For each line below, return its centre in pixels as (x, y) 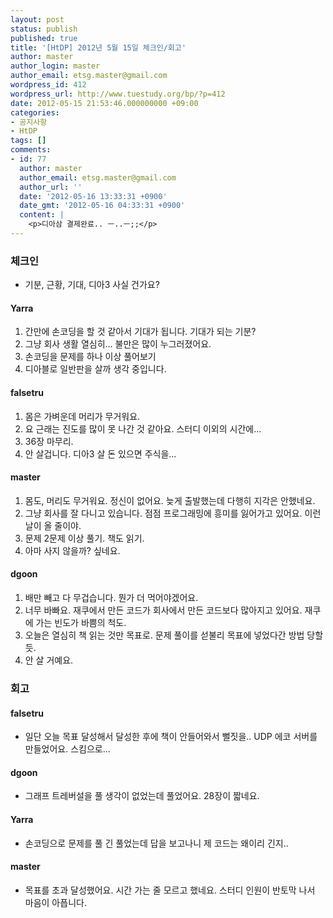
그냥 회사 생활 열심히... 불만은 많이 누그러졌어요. (118, 344)
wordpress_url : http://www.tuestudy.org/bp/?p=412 (118, 94)
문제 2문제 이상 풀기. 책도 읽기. (84, 538)
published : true (44, 38)
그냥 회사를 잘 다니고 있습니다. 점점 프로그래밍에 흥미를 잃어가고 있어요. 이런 (173, 513)
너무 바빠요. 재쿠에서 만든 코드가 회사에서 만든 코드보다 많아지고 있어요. (163, 610)
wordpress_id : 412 (48, 85)
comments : (31, 150)
